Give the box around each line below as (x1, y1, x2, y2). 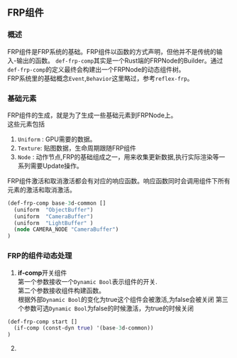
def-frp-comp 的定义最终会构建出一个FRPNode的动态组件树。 (7, 65, 185, 73)
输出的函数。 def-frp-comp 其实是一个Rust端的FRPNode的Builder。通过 (16, 56, 224, 65)
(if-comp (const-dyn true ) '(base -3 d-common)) (13, 325, 154, 332)
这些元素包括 (7, 119, 45, 128)
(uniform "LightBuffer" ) (13, 219, 94, 227)
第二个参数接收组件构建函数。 (17, 286, 105, 295)
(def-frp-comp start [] (7, 318, 78, 325)
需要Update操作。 (30, 161, 83, 170)
